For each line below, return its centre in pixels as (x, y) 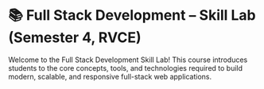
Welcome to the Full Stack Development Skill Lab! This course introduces (128, 60)
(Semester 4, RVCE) (75, 38)
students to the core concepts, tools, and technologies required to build (126, 68)
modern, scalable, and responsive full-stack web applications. (110, 76)
